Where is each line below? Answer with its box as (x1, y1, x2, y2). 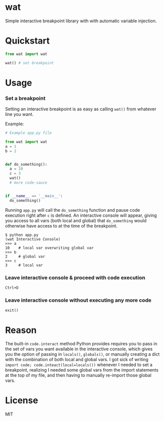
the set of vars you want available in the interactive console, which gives (5, 346, 153, 352)
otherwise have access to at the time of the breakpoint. (5, 223, 118, 229)
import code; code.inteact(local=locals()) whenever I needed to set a (5, 362, 153, 368)
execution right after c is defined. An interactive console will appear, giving (5, 212, 157, 218)
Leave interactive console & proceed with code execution (5, 274, 146, 281)
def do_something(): (5, 162, 48, 167)
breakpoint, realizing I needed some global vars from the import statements (5, 367, 159, 373)
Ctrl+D (5, 285, 19, 290)
